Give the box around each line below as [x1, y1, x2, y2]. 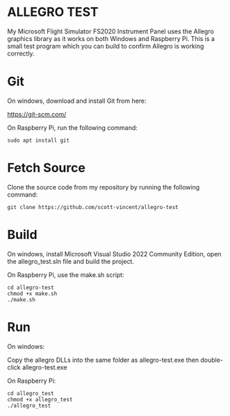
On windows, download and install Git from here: [7, 97, 147, 105]
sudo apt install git [7, 137, 70, 144]
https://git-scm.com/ [7, 110, 67, 118]
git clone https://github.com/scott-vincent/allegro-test [7, 203, 179, 210]
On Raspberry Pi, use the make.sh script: [7, 270, 124, 278]
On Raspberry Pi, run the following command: [7, 123, 138, 132]
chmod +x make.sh [7, 290, 58, 297]
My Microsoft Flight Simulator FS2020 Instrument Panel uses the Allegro [7, 27, 214, 35]
